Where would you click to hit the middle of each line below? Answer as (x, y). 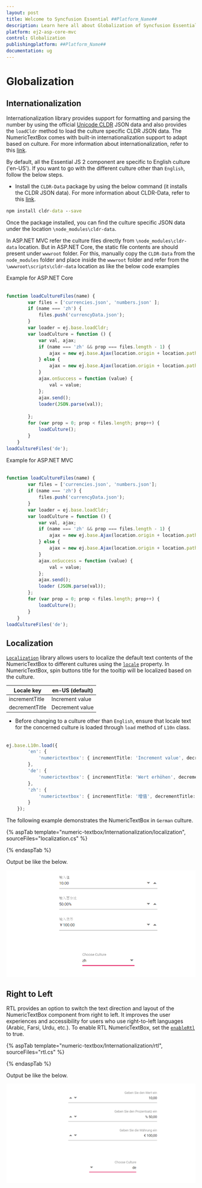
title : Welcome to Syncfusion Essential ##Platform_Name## (82, 19)
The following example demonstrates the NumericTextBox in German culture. (100, 820)
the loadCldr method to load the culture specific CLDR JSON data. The (94, 131)
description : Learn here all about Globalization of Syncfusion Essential (102, 25)
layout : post (23, 13)
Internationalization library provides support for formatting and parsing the (98, 118)
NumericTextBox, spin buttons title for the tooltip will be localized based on (99, 671)
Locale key (28, 690)
